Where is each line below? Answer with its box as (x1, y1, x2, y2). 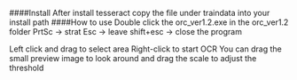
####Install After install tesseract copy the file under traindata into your (9, 8, 270, 18)
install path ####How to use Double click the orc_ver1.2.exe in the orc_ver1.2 (9, 17, 289, 28)
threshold (9, 62, 44, 73)
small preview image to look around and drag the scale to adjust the (9, 53, 257, 63)
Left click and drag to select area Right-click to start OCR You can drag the (9, 44, 282, 54)
